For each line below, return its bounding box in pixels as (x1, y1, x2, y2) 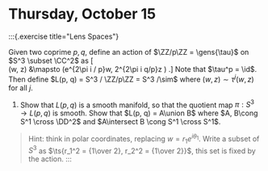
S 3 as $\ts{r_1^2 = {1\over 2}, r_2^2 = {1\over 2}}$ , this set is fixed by (27, 144, 256, 156)
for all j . (8, 82, 34, 93)
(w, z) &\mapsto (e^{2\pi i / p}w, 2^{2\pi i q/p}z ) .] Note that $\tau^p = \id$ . (8, 64, 257, 73)
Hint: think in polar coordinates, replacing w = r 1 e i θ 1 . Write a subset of (27, 132, 260, 145)
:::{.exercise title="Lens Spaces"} (8, 31, 119, 41)
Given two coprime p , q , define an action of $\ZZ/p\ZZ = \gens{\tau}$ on (8, 47, 249, 56)
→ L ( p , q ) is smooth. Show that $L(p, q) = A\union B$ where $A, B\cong (19, 108, 258, 118)
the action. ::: (27, 154, 73, 164)
